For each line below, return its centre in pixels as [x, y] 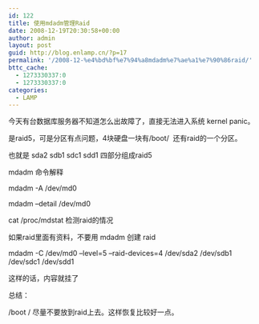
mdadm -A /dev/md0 [43, 188]
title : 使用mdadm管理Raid [49, 23]
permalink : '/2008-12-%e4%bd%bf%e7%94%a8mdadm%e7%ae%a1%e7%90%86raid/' [130, 61]
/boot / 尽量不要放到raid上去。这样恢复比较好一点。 [93, 312]
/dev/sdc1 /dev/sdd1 [41, 262]
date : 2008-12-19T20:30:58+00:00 [64, 30]
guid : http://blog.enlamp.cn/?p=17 [68, 53]
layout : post [30, 46]
